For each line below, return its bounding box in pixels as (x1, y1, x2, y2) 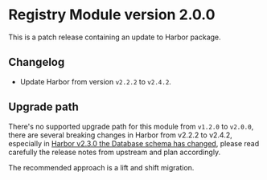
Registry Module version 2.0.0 (8, 6, 216, 24)
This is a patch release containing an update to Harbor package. (8, 32, 221, 42)
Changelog (8, 55, 65, 69)
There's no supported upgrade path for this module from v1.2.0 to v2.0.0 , (8, 121, 254, 131)
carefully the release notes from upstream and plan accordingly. (8, 147, 221, 157)
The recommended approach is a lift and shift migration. (8, 162, 195, 172)
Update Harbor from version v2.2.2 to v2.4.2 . (19, 76, 171, 86)
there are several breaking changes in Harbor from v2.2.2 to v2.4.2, (8, 130, 232, 140)
